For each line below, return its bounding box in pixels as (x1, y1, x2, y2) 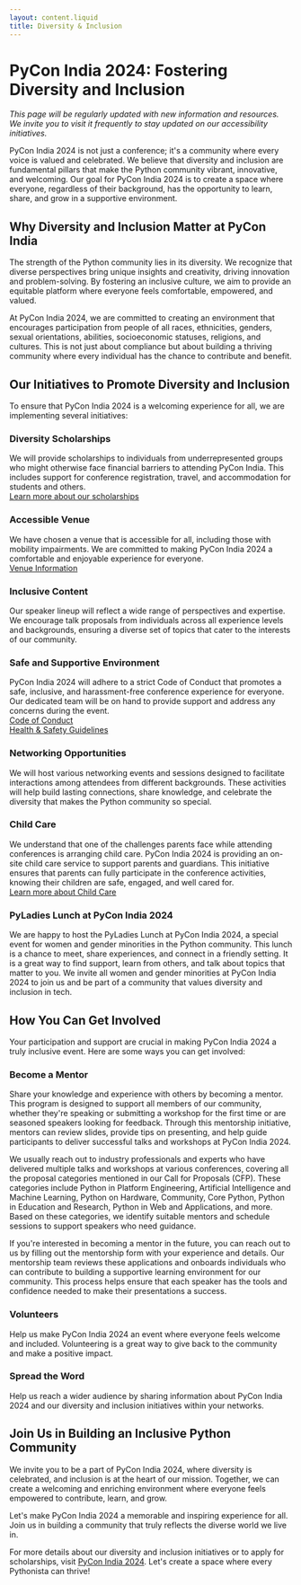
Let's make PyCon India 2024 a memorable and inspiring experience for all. (9, 1510, 288, 1520)
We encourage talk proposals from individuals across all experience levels (9, 614, 284, 625)
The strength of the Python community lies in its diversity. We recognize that (9, 257, 293, 268)
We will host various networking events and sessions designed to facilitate (9, 767, 285, 778)
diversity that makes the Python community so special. (9, 796, 213, 806)
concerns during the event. (9, 706, 110, 717)
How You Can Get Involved (9, 1012, 162, 1028)
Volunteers (9, 1308, 59, 1321)
